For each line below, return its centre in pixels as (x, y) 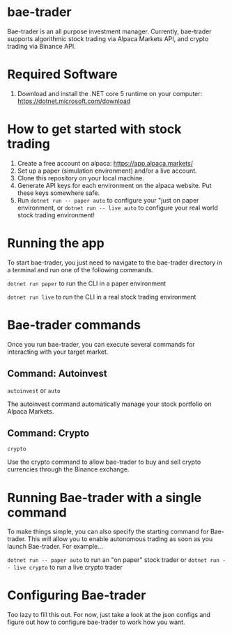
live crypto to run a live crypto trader (68, 568)
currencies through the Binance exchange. (68, 469)
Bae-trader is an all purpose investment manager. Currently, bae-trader (109, 31)
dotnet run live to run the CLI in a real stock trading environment (102, 297)
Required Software (62, 75)
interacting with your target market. (58, 352)
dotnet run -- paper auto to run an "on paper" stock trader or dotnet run (114, 560)
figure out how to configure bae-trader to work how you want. (96, 622)
